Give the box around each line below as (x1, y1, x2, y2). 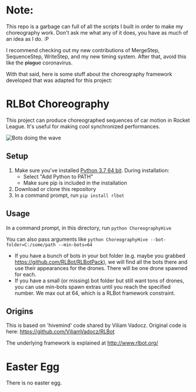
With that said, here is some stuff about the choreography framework (6, 70, 173, 77)
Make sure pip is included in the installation (23, 179, 127, 186)
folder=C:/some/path (6, 241, 57, 248)
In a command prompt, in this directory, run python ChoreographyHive (6, 224, 172, 231)
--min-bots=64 (58, 241, 93, 248)
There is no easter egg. (6, 379, 62, 387)
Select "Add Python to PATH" (23, 173, 93, 180)
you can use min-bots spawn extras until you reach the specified (14, 283, 171, 290)
